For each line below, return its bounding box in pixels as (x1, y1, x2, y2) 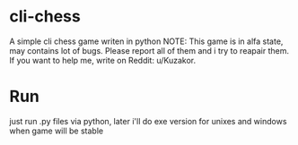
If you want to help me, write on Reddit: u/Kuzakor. (9, 55, 197, 65)
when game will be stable (9, 125, 104, 136)
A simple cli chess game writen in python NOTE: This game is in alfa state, (9, 36, 284, 47)
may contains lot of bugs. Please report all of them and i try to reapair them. (9, 45, 290, 55)
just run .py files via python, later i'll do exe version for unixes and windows (9, 115, 287, 126)
